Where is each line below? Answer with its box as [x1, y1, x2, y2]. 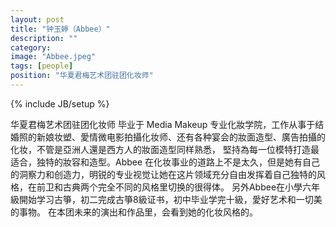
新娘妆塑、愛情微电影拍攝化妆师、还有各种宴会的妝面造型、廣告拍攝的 [36, 131, 326, 143]
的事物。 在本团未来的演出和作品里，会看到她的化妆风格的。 [10, 206, 258, 218]
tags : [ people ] [10, 61, 74, 71]
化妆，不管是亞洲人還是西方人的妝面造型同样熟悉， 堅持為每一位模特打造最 [10, 143, 320, 155]
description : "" [10, 33, 78, 43]
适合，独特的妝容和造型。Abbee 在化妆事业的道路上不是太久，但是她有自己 [10, 156, 321, 168]
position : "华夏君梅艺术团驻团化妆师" [10, 71, 154, 81]
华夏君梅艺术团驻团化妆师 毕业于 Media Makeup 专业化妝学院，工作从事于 [10, 118, 316, 130]
